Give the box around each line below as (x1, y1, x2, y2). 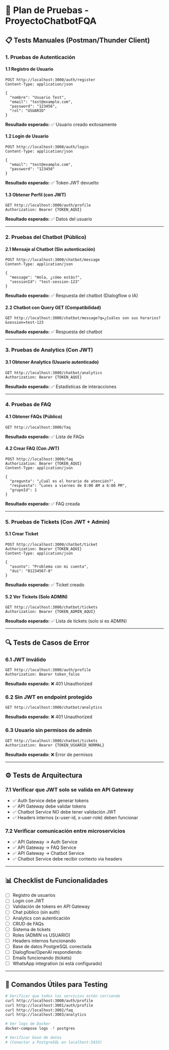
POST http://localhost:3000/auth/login (5, 144, 89, 149)
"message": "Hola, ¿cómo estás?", (10, 275, 82, 280)
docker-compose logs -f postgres (5, 1026, 75, 1031)
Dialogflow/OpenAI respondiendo (12, 949, 82, 955)
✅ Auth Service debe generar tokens (12, 797, 89, 804)
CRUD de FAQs (12, 920, 44, 927)
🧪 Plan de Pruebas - (5, 5, 89, 16)
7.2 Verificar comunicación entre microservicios (5, 828, 126, 835)
